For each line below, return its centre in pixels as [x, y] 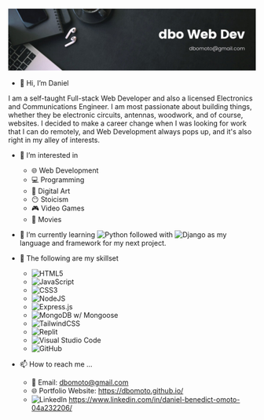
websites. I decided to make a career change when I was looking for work [128, 123]
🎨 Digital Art [51, 191]
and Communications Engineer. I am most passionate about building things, [130, 106]
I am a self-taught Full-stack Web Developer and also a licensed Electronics [130, 98]
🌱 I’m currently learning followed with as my [123, 235]
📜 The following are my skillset [69, 258]
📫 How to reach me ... [56, 364]
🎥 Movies [46, 219]
